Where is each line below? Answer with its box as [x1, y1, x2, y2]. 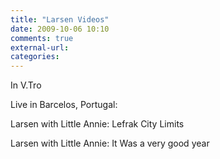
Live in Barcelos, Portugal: [10, 99, 118, 111]
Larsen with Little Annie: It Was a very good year [10, 137, 210, 150]
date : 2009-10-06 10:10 [10, 24, 110, 34]
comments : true [10, 33, 74, 43]
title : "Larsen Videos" [10, 14, 110, 25]
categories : [10, 52, 60, 62]
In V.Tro [10, 79, 42, 91]
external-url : [10, 42, 70, 53]
